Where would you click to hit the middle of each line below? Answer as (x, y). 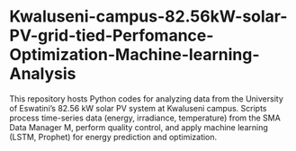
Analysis (43, 74)
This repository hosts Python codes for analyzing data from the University (146, 98)
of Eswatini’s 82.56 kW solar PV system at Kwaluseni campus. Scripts (138, 108)
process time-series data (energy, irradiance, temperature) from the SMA (145, 118)
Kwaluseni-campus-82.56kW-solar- (148, 17)
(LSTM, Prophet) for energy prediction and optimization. (113, 137)
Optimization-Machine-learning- (135, 55)
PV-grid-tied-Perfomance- (112, 36)
